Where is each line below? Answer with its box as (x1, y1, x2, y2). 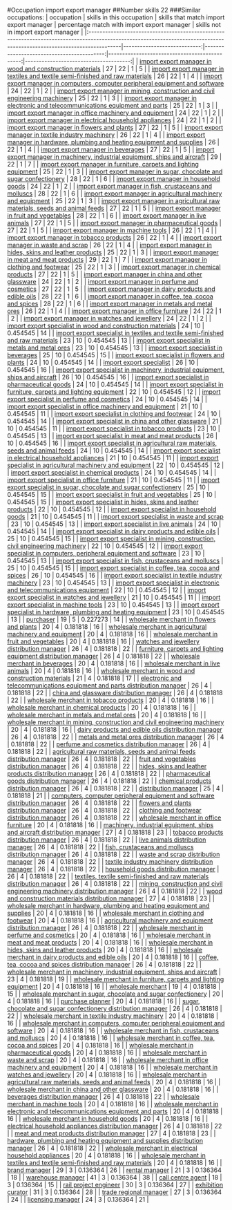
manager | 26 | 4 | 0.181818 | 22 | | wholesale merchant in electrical (7, 1144, 198, 1152)
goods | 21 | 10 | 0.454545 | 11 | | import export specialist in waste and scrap (7, 513, 224, 520)
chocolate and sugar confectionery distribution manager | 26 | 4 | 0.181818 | (7, 1005, 222, 1012)
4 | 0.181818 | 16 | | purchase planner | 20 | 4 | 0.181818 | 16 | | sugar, (7, 997, 200, 1005)
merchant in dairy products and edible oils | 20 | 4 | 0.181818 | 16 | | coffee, (7, 953, 219, 961)
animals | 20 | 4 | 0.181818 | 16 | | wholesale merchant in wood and (7, 667, 195, 674)
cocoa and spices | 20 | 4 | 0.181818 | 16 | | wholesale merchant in (7, 1041, 194, 1049)
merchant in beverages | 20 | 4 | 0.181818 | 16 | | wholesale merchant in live (7, 659, 220, 668)
